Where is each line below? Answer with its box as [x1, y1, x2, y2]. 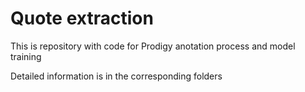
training [10, 50, 42, 62]
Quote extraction [10, 7, 154, 30]
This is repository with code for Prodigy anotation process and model [10, 40, 296, 52]
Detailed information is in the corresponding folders [10, 70, 223, 82]
